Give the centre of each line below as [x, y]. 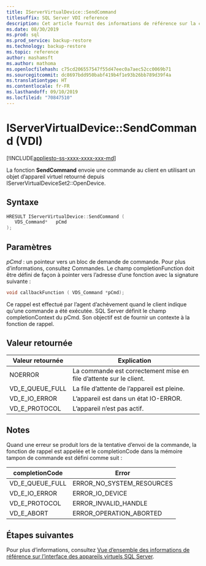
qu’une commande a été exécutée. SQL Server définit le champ [86, 311]
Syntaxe [22, 202]
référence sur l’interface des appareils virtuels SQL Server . [80, 557]
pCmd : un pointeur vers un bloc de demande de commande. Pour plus [96, 262]
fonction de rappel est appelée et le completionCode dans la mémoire [94, 451]
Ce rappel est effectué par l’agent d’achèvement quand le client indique [97, 304]
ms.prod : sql [23, 35]
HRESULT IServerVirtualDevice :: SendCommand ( [65, 216]
